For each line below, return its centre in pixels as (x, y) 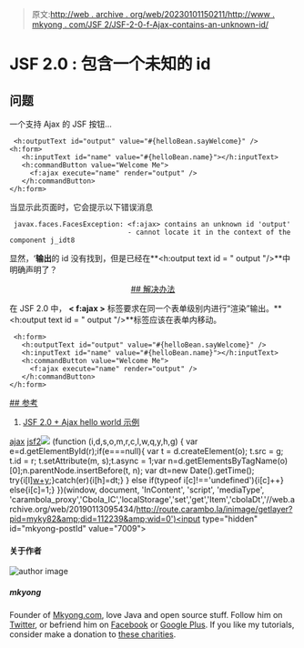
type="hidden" (230, 519)
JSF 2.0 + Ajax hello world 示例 (81, 422)
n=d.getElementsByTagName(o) (228, 461)
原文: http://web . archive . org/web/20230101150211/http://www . (153, 14)
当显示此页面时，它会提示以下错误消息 (81, 207)
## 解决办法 (153, 289)
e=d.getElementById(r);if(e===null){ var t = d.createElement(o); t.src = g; (147, 451)
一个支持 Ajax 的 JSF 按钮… (61, 124)
